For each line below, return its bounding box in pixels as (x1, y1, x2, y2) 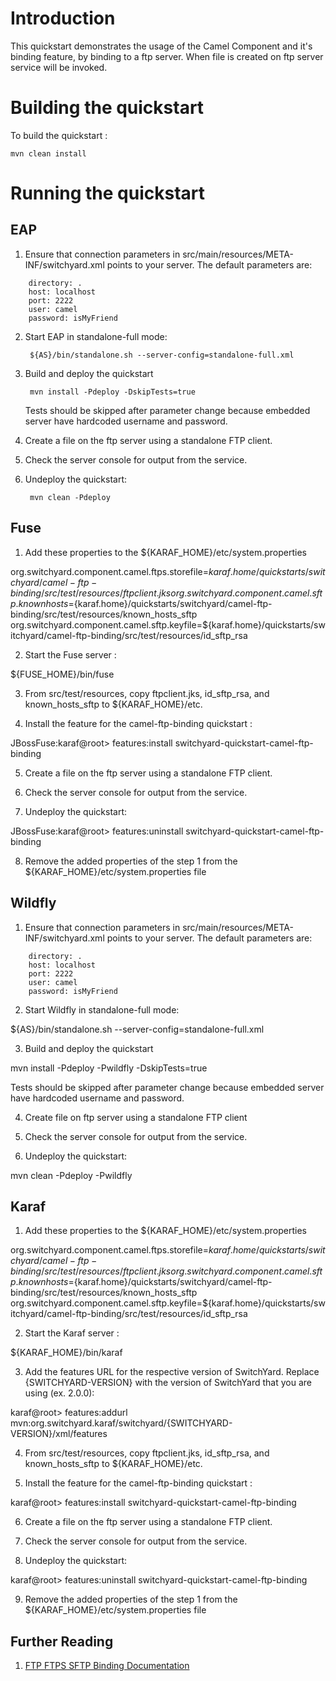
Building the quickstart (10, 97, 205, 119)
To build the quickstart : (10, 129, 108, 141)
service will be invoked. (10, 61, 108, 73)
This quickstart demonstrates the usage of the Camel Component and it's (10, 40, 313, 52)
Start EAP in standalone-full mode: (24, 330, 168, 342)
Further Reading (10, 1633, 114, 1650)
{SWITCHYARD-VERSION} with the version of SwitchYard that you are (24, 1377, 312, 1389)
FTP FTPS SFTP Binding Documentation (24, 1660, 190, 1672)
